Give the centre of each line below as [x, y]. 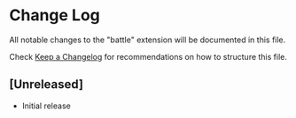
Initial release [46, 106]
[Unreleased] [47, 85]
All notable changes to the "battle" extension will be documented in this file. [148, 40]
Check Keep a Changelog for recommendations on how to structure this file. [148, 56]
